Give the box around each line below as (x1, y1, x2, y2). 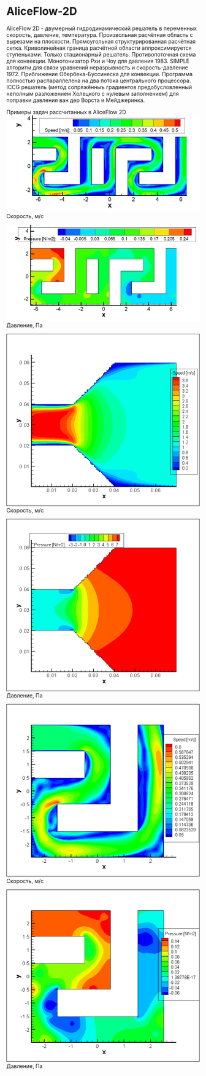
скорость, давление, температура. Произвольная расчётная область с (6, 31, 193, 38)
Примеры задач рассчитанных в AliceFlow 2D (6, 108, 127, 116)
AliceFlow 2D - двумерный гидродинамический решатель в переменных (6, 25, 197, 32)
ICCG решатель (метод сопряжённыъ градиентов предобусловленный (6, 83, 193, 90)
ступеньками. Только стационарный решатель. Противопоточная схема (6, 50, 196, 58)
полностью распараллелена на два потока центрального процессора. (6, 77, 191, 84)
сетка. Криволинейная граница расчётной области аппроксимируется (6, 44, 192, 52)
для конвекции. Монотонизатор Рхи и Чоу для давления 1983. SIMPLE (6, 57, 190, 65)
